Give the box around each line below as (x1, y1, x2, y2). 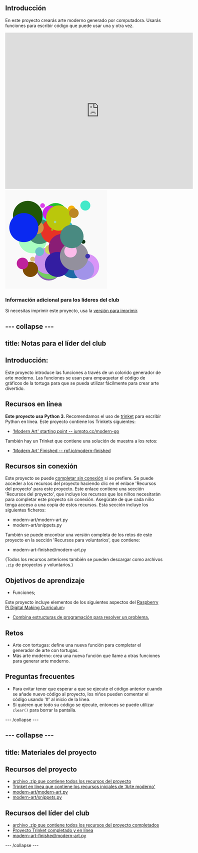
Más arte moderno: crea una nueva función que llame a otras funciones (12, 652, 160, 658)
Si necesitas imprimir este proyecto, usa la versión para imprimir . (5, 307, 138, 314)
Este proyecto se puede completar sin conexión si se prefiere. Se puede (5, 475, 154, 481)
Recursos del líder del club (5, 808, 90, 817)
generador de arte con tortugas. (12, 647, 79, 653)
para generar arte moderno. (12, 657, 70, 664)
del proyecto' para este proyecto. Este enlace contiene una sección (5, 486, 144, 492)
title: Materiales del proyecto (5, 748, 97, 756)
